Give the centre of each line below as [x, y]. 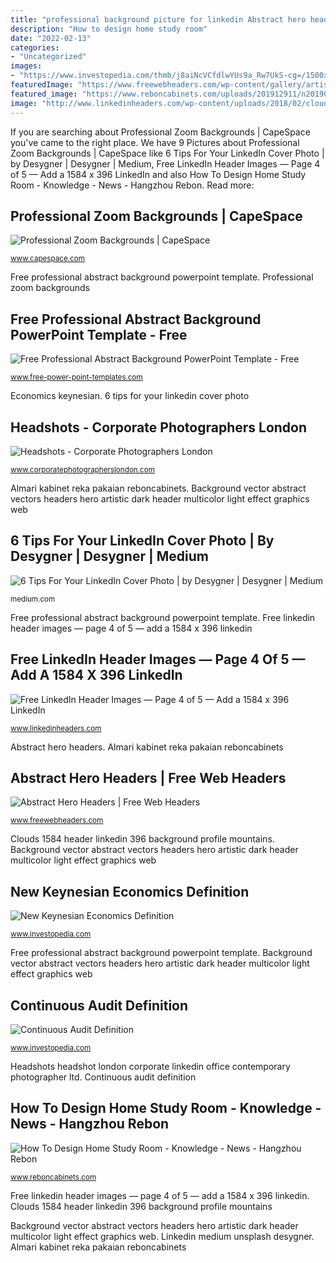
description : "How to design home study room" [109, 29]
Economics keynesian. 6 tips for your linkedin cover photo [130, 396]
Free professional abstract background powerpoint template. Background [161, 953]
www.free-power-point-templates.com [76, 377]
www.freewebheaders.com [57, 821]
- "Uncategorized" [48, 57]
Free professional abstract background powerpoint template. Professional [162, 277]
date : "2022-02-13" [51, 38]
